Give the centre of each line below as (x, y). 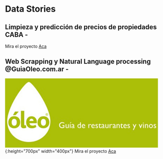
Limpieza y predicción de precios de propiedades (81, 27)
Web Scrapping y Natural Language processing (78, 62)
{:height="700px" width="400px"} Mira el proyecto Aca (61, 151)
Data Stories (30, 9)
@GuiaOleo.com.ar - (37, 69)
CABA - (16, 34)
